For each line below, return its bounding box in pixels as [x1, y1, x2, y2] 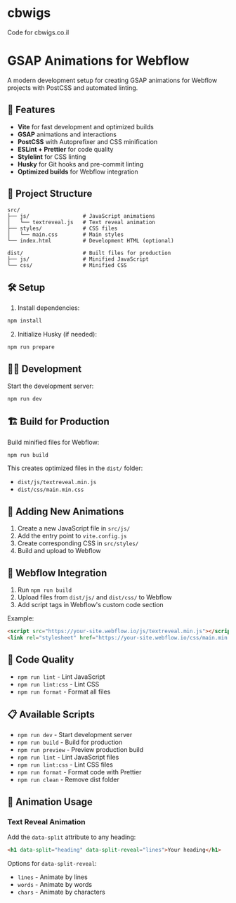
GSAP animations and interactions [17, 130, 117, 138]
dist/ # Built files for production [7, 249, 171, 256]
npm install [7, 318, 42, 325]
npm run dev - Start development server [17, 731, 133, 739]
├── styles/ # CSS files [7, 225, 118, 232]
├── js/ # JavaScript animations [7, 212, 156, 219]
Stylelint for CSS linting [17, 152, 86, 161]
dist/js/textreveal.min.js [17, 479, 97, 486]
